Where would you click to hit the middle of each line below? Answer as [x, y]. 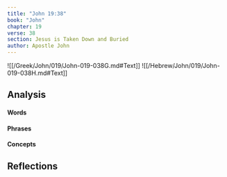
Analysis [27, 95]
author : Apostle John [39, 46]
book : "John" [26, 20]
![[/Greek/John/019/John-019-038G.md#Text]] [74, 66]
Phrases [19, 128]
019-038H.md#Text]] [37, 73]
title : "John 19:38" [37, 14]
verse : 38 [22, 33]
